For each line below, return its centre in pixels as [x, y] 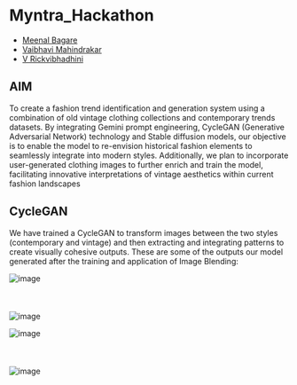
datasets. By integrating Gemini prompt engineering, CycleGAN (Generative [147, 127]
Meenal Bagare [50, 40]
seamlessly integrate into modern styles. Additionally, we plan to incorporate [149, 155]
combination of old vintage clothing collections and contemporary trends [142, 117]
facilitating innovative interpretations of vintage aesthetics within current [141, 174]
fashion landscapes [45, 184]
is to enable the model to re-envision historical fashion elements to [131, 145]
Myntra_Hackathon [82, 16]
